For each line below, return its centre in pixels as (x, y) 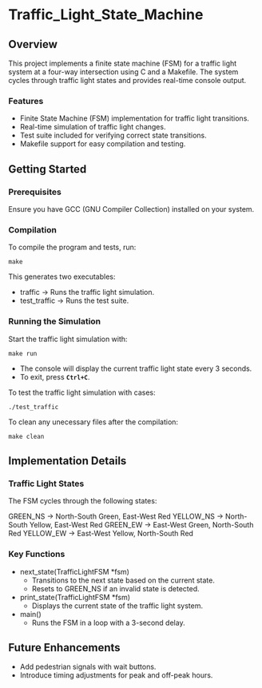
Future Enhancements (65, 648)
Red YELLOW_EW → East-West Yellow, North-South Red (101, 534)
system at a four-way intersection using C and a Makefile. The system (123, 72)
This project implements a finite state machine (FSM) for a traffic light (123, 63)
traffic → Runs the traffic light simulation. (87, 292)
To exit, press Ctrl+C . (55, 376)
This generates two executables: (62, 276)
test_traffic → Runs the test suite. (74, 300)
